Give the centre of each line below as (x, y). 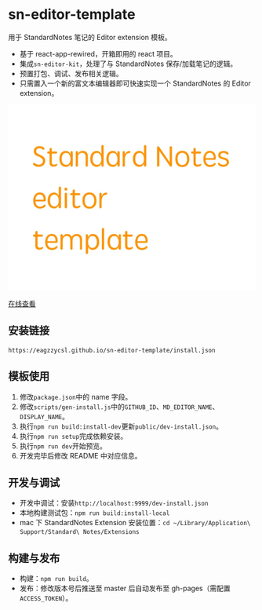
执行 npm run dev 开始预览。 (63, 446)
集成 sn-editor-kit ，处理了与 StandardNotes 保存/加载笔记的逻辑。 (128, 64)
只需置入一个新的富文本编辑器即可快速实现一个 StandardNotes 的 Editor (135, 83)
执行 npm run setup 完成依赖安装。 (73, 436)
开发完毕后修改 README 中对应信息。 (80, 455)
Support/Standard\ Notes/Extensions (79, 532)
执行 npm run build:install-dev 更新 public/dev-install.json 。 (121, 426)
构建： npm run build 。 (56, 579)
